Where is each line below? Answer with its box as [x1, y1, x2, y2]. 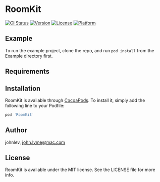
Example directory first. [5, 53, 53, 59]
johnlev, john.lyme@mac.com [5, 139, 65, 145]
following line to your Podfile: [5, 102, 65, 108]
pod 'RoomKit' [5, 112, 35, 117]
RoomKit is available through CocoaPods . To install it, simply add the [5, 97, 145, 103]
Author [5, 126, 27, 135]
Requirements [5, 67, 50, 76]
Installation [5, 84, 41, 92]
